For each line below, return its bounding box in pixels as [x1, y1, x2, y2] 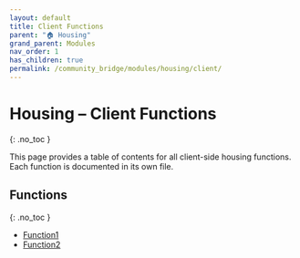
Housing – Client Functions [9, 104, 217, 124]
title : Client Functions [9, 22, 104, 31]
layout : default [9, 13, 71, 23]
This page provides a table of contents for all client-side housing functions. [9, 151, 292, 162]
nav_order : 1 [9, 47, 59, 57]
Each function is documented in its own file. [9, 160, 174, 171]
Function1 [22, 229, 59, 240]
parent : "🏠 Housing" [9, 30, 91, 39]
